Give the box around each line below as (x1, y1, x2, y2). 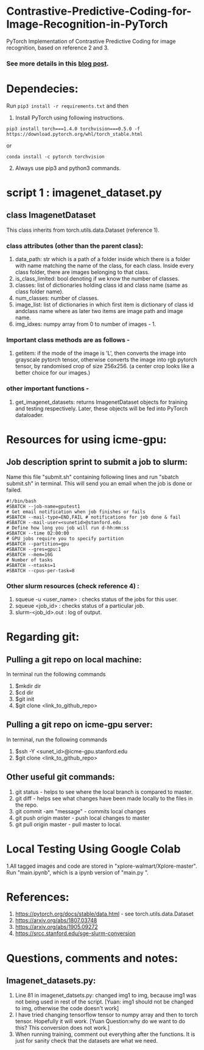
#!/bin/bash (6, 498, 37, 504)
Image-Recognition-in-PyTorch (6, 17, 169, 31)
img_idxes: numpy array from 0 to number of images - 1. (15, 320, 157, 328)
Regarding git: (6, 630, 80, 644)
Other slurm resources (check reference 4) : (6, 582, 140, 590)
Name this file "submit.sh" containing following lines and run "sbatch (6, 473, 179, 481)
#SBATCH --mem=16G (6, 552, 53, 558)
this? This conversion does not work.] (15, 1024, 110, 1032)
